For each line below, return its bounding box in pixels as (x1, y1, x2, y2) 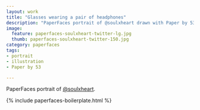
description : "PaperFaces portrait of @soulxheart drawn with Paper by (6, 20, 187, 26)
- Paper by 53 (6, 64, 42, 70)
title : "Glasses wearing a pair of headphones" (6, 14, 127, 20)
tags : (6, 48, 20, 54)
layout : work (6, 8, 39, 15)
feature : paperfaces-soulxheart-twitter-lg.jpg (11, 31, 132, 37)
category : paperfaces (6, 42, 60, 48)
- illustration (6, 58, 44, 64)
